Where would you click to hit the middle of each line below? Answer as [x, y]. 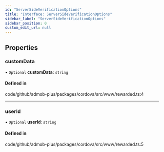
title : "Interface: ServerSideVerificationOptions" [59, 14]
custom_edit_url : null [28, 28]
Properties [21, 48]
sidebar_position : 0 [26, 23]
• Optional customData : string [37, 72]
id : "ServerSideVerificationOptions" [43, 10]
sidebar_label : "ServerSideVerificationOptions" [55, 19]
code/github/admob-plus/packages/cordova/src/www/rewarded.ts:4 [74, 94]
